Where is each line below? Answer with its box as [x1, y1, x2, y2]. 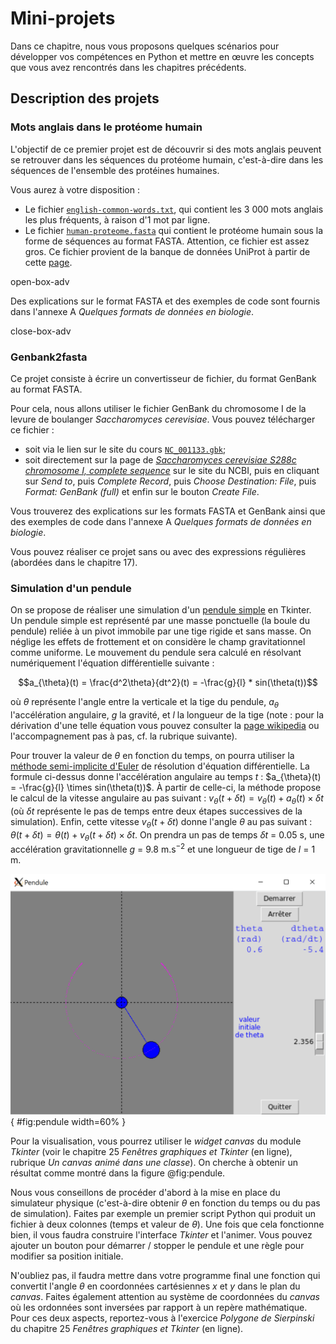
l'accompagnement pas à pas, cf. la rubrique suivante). [10, 730, 238, 742]
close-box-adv [10, 325, 72, 337]
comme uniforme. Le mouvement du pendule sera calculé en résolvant [10, 647, 302, 659]
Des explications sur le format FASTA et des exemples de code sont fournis [10, 295, 321, 307]
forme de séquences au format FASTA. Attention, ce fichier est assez [24, 235, 310, 247]
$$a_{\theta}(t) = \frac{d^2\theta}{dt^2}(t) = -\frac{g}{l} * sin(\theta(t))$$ [18, 677, 318, 689]
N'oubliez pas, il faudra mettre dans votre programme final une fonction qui [10, 1270, 321, 1282]
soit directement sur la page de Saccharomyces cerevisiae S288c [24, 453, 297, 466]
